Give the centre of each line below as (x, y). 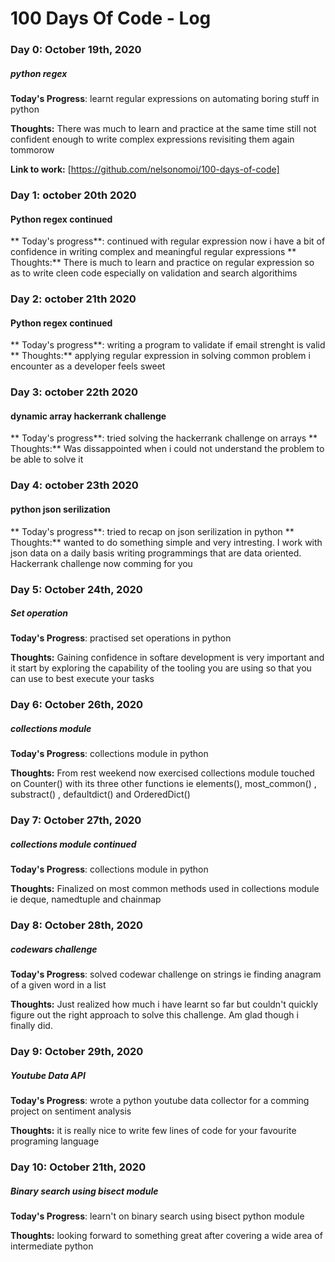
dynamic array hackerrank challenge (88, 416)
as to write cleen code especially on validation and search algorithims (154, 273)
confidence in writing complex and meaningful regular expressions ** (153, 252)
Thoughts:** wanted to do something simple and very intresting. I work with (166, 542)
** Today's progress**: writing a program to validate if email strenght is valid (168, 345)
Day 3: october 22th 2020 (74, 392)
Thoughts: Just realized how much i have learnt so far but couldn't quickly (164, 1004)
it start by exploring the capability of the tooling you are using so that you (161, 668)
